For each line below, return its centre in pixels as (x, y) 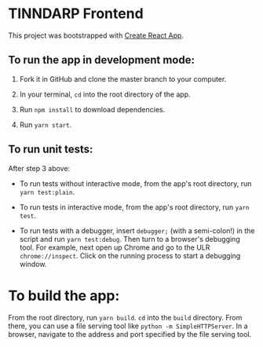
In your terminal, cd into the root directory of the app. (105, 94)
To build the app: (64, 296)
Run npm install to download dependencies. (92, 109)
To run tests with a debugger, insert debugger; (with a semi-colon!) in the (137, 230)
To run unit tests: (51, 150)
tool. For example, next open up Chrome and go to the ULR (115, 247)
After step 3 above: (39, 168)
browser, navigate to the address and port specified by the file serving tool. (130, 334)
